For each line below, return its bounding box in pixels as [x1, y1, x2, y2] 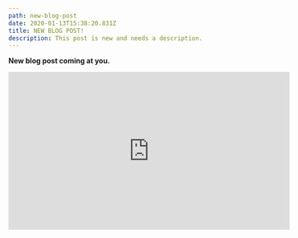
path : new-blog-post [8, 11, 78, 20]
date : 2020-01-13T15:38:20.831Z [8, 19, 116, 27]
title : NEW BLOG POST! [8, 26, 84, 34]
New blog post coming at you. [8, 56, 111, 66]
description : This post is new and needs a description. [8, 34, 203, 42]
